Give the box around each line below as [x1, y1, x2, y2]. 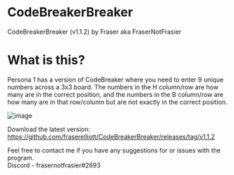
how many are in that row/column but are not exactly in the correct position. [7, 98, 228, 106]
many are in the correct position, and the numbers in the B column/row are [7, 90, 224, 98]
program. [7, 153, 35, 162]
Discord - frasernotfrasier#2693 [7, 161, 101, 169]
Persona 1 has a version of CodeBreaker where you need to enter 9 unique [7, 75, 224, 84]
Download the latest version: [7, 124, 90, 134]
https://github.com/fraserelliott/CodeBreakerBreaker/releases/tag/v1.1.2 [7, 132, 215, 141]
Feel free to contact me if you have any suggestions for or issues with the [7, 145, 221, 155]
